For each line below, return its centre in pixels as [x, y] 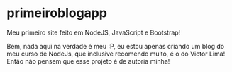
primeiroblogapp [57, 13]
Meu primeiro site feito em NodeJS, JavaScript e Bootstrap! [94, 32]
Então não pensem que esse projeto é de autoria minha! [88, 61]
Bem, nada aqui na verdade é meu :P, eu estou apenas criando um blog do [116, 46]
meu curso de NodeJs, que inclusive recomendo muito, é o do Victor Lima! [116, 54]
